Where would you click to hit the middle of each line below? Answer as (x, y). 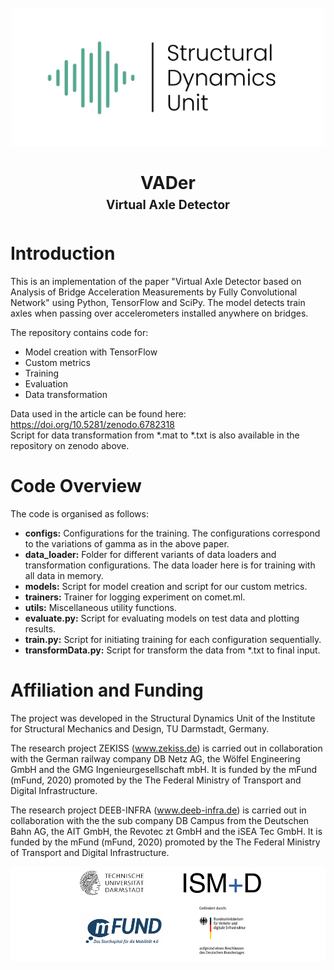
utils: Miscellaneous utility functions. (100, 607)
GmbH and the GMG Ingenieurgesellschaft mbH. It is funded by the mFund (164, 769)
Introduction (63, 253)
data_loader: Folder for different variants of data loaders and (150, 554)
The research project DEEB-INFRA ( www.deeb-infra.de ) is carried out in (158, 810)
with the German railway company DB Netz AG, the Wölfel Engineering (155, 758)
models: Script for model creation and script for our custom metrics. (166, 586)
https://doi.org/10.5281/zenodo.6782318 (92, 424)
